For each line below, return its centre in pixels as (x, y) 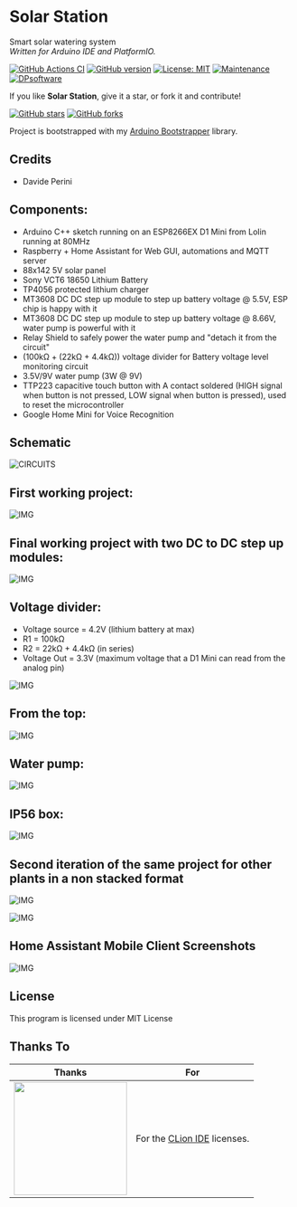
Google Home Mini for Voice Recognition (98, 414)
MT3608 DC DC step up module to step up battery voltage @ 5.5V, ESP (155, 299)
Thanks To (40, 1047)
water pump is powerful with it (79, 328)
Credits (31, 160)
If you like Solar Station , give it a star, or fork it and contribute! (125, 96)
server (34, 261)
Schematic (40, 442)
